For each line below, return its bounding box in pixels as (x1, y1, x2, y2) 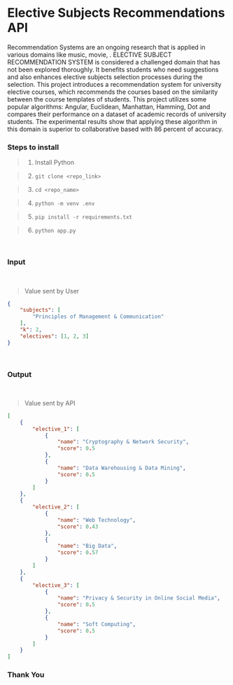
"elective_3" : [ (32, 581, 80, 589)
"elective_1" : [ (32, 425, 80, 432)
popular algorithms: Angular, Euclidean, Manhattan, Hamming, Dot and (7, 102, 211, 111)
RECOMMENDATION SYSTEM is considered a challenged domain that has (7, 57, 220, 66)
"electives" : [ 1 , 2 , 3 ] (20, 333, 90, 340)
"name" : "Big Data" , (57, 543, 118, 550)
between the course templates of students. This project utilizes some (7, 95, 207, 103)
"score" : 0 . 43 (57, 523, 99, 530)
